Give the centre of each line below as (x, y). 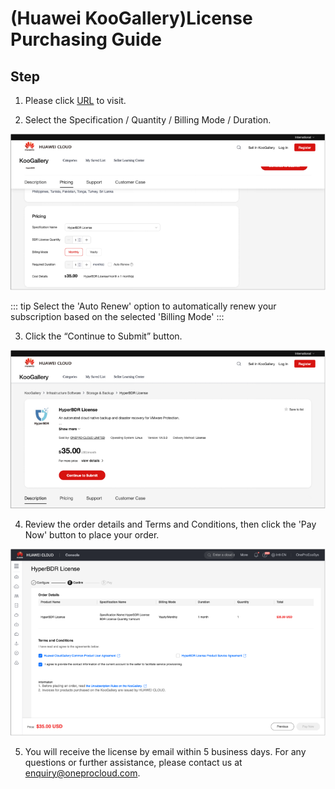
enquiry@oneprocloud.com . (82, 773)
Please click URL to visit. (75, 100)
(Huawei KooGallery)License (131, 18)
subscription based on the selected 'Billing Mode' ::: (117, 317)
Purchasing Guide (86, 39)
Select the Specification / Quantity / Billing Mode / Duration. (148, 120)
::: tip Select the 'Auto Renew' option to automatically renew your (143, 306)
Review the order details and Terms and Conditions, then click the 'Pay (170, 524)
